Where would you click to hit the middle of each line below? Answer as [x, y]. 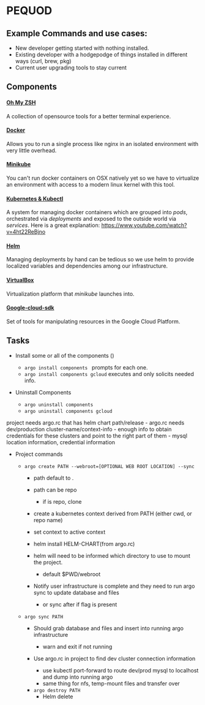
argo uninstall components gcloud [68, 411]
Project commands [39, 454]
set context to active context [69, 532]
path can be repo [55, 490]
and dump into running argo [78, 677]
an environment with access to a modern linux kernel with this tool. [91, 184]
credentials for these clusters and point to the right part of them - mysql [97, 436]
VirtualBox [20, 280]
